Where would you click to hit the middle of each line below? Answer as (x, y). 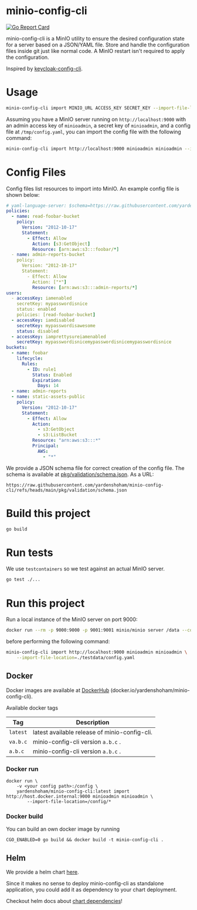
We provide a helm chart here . (43, 872)
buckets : (17, 348)
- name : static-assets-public (48, 397)
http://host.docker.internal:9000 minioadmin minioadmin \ (80, 796)
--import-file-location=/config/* (69, 801)
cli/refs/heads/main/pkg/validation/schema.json (67, 490)
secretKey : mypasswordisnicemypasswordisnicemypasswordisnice (94, 342)
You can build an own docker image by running (63, 829)
